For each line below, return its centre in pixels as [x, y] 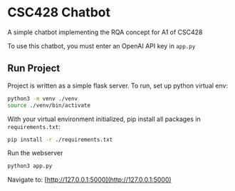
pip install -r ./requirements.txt [60, 140]
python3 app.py [30, 166]
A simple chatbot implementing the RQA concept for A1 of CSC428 [105, 32]
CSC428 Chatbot [59, 12]
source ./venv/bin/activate [49, 105]
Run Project [34, 68]
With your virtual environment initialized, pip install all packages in [104, 119]
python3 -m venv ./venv [43, 98]
